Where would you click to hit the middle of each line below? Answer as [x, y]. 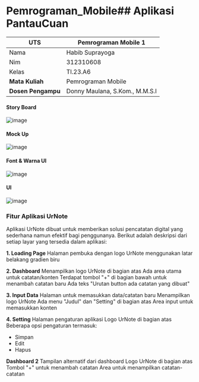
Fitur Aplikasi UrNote [37, 216]
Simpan [24, 337]
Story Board [21, 107]
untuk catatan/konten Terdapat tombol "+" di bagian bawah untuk [87, 277]
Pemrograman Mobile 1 [111, 42]
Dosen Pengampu [35, 91]
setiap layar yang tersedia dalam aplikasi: [56, 242]
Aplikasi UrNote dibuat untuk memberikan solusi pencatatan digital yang [94, 229]
